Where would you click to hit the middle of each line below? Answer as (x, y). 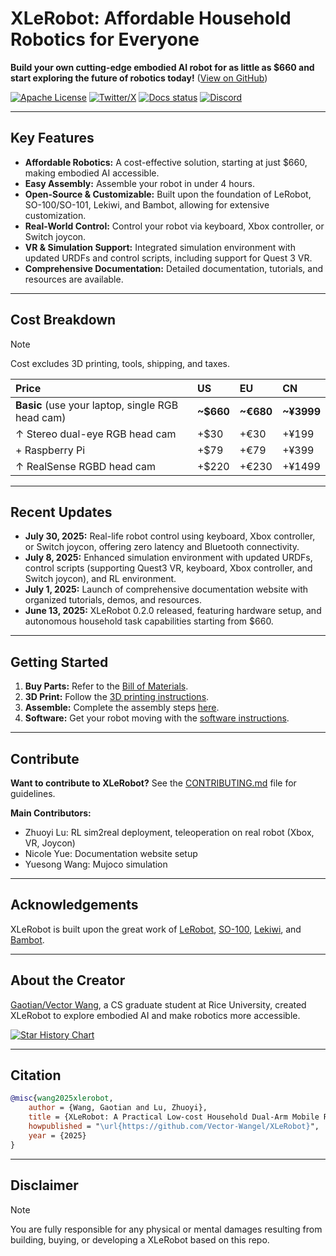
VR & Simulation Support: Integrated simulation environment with (160, 247)
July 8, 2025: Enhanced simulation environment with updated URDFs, (168, 558)
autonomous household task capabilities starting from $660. (149, 621)
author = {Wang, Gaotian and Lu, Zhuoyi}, (118, 1108)
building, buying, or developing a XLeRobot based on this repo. (140, 1239)
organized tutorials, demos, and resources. (113, 600)
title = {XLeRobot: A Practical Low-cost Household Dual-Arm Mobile (174, 1117)
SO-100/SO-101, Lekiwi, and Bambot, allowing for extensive (147, 204)
